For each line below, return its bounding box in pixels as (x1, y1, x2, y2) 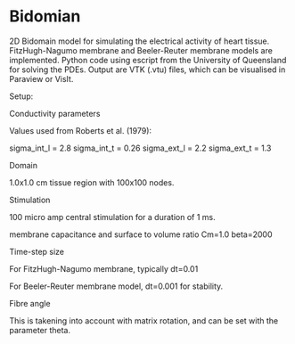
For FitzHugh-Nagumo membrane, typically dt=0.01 (9, 263, 199, 274)
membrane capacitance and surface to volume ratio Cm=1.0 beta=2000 (9, 229, 273, 240)
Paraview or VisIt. (9, 73, 74, 84)
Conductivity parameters (9, 108, 101, 119)
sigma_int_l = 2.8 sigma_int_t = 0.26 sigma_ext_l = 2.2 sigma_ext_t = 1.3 (9, 143, 272, 153)
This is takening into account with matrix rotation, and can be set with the (9, 315, 279, 326)
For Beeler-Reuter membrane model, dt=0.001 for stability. (9, 281, 224, 291)
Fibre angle (9, 298, 51, 308)
